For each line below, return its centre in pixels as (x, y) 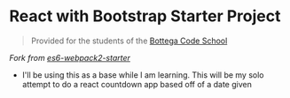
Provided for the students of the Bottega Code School (129, 41)
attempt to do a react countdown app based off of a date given (137, 84)
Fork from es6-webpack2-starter (70, 57)
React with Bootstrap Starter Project (145, 16)
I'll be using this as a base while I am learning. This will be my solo (143, 75)
